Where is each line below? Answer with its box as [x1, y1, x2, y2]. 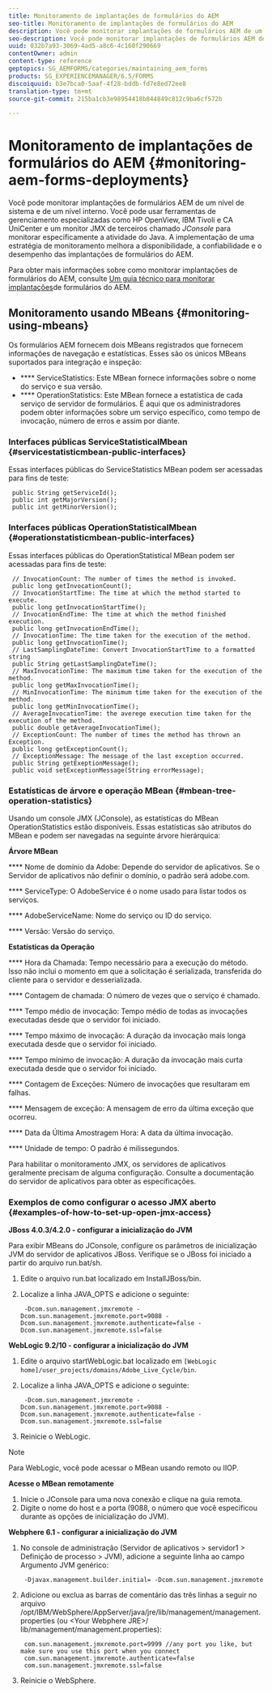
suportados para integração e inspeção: [8, 357, 142, 367]
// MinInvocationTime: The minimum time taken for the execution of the [11, 688, 263, 697]
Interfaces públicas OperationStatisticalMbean [8, 522, 197, 533]
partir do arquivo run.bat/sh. [8, 1258, 103, 1268]
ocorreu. [8, 1111, 37, 1122]
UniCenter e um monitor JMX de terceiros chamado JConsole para [8, 224, 232, 233]
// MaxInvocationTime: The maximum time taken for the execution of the [11, 667, 263, 675]
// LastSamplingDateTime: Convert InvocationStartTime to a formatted [11, 646, 255, 654]
